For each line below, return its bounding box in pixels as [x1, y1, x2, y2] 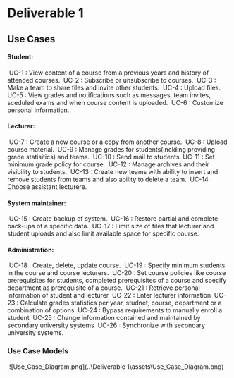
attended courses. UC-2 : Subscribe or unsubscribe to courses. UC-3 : [7, 75, 216, 84]
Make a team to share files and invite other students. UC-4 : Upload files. [7, 83, 221, 92]
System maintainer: [7, 199, 66, 207]
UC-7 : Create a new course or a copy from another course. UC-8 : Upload [8, 138, 228, 146]
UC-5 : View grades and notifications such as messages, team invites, [7, 90, 211, 99]
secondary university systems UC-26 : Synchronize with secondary [7, 321, 206, 329]
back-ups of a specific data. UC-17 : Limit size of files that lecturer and [7, 222, 214, 231]
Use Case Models [7, 346, 69, 356]
